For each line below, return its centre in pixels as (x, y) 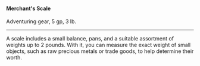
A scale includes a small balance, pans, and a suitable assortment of (90, 39)
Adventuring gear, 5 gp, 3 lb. (41, 21)
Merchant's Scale (29, 8)
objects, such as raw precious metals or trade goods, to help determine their (100, 51)
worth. (14, 58)
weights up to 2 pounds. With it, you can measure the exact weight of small (99, 45)
